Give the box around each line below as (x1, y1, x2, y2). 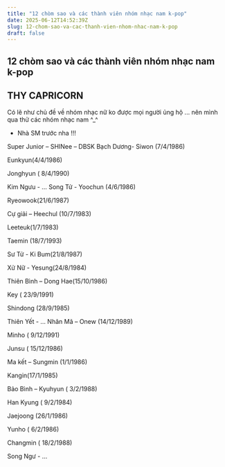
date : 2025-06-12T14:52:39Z (7, 17, 89, 24)
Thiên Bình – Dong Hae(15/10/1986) (7, 277, 108, 286)
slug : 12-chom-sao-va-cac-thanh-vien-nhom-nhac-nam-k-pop (7, 23, 178, 30)
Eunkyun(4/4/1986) (7, 156, 63, 164)
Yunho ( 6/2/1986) (7, 425, 60, 434)
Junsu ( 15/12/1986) (7, 345, 64, 353)
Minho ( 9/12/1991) (7, 331, 60, 339)
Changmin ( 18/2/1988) (7, 439, 73, 447)
